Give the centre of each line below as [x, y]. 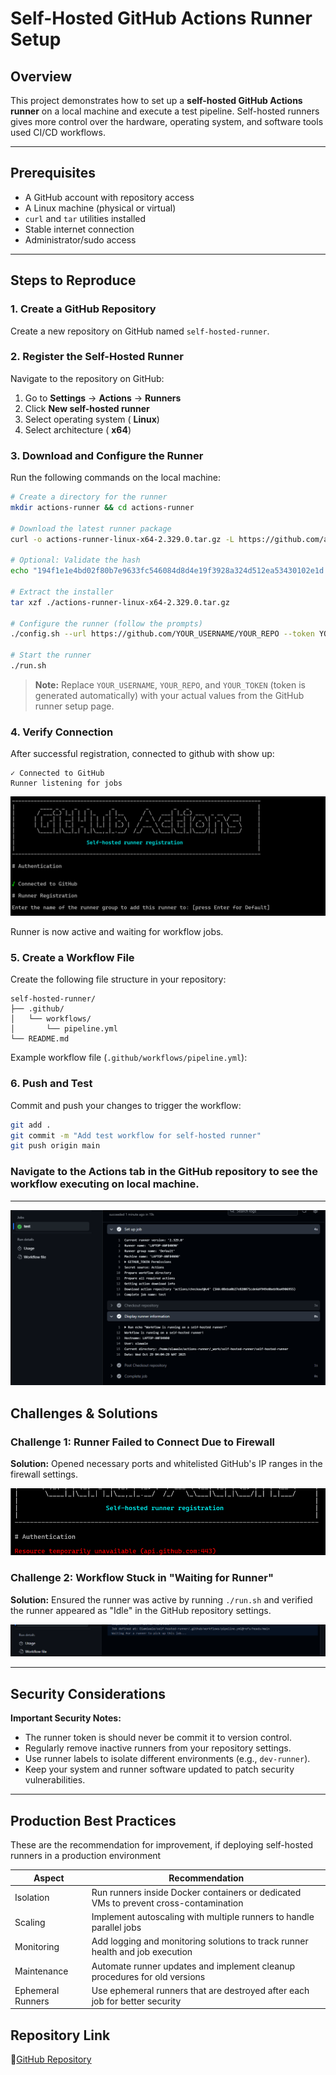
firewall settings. [44, 1474]
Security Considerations [88, 1693]
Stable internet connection [79, 229]
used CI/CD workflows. [58, 132]
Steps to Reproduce [73, 280]
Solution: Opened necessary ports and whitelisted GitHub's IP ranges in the [166, 1463]
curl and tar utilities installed [85, 218]
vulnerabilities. [55, 1780]
